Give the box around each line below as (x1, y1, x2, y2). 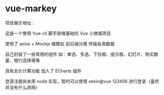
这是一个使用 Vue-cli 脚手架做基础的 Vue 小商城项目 (5, 30, 111, 36)
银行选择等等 (13, 57, 40, 63)
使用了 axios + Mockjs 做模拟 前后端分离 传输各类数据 (5, 40, 115, 47)
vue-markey (5, 3, 57, 14)
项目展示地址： (5, 20, 36, 26)
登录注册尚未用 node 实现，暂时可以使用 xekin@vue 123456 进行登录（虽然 (5, 78, 160, 84)
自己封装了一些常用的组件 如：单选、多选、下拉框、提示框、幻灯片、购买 (5, 51, 154, 57)
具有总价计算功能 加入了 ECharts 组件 (5, 67, 82, 74)
